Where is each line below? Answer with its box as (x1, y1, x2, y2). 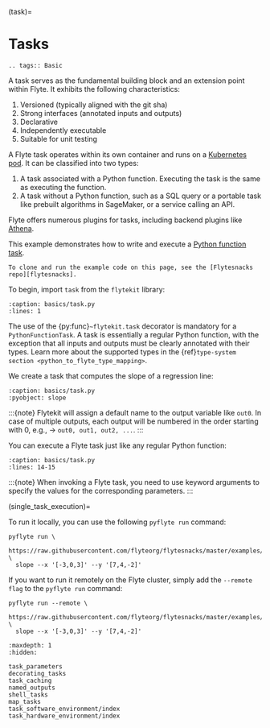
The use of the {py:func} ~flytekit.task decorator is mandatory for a (8, 321, 237, 331)
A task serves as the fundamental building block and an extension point (8, 76, 245, 85)
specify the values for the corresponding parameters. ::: (8, 486, 194, 495)
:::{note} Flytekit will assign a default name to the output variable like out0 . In (8, 407, 262, 417)
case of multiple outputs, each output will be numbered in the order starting (8, 416, 259, 426)
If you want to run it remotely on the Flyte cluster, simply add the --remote (8, 575, 253, 585)
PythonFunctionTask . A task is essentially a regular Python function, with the (8, 329, 260, 339)
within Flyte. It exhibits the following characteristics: (8, 84, 181, 93)
